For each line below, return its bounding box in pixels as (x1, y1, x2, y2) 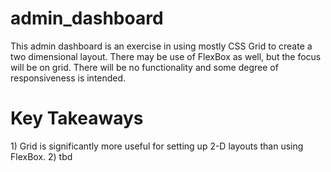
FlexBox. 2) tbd (10, 150, 73, 162)
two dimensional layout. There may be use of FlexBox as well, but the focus (10, 50, 322, 62)
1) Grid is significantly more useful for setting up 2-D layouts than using (10, 140, 304, 152)
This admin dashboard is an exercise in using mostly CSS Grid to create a (10, 40, 313, 52)
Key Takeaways (10, 107, 144, 130)
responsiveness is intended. (10, 72, 127, 84)
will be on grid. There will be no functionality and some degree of (10, 61, 279, 73)
